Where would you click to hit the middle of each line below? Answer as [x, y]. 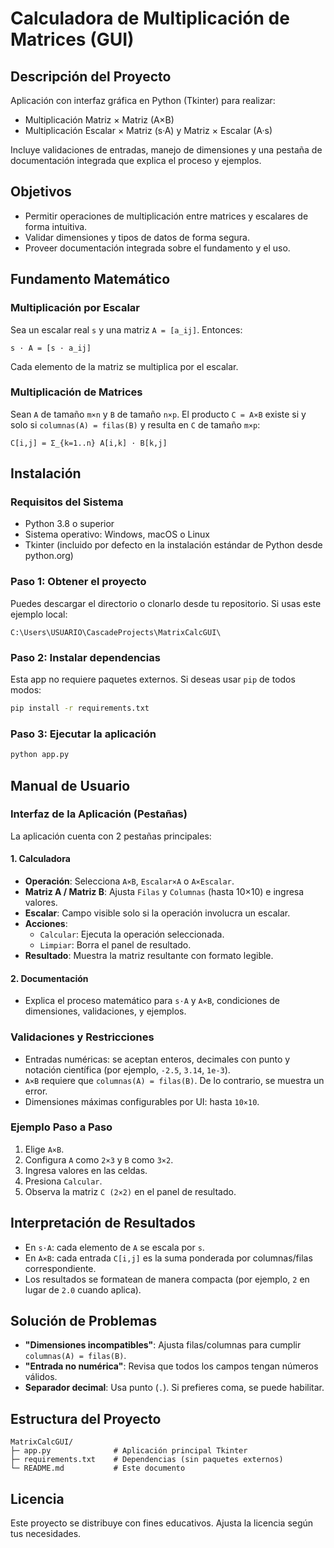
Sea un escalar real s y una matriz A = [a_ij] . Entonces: [126, 329]
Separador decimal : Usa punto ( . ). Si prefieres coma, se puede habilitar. [174, 1388]
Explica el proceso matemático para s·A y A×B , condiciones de [152, 1001]
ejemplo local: [39, 614]
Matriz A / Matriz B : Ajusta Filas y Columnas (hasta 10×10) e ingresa [164, 892]
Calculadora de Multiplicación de [150, 18]
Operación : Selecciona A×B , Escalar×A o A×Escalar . [129, 881]
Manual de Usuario [70, 785]
